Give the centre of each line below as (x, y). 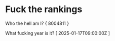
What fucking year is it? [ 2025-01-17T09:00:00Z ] (58, 33)
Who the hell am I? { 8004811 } (37, 23)
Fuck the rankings (44, 9)
